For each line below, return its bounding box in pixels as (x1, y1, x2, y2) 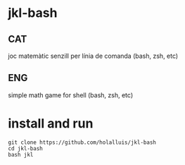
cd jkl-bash (8, 145, 43, 152)
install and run (8, 116, 94, 131)
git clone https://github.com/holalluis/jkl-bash (8, 139, 157, 146)
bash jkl (8, 151, 34, 158)
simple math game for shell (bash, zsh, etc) (8, 90, 133, 99)
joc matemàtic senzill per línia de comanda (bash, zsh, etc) (8, 51, 179, 60)
